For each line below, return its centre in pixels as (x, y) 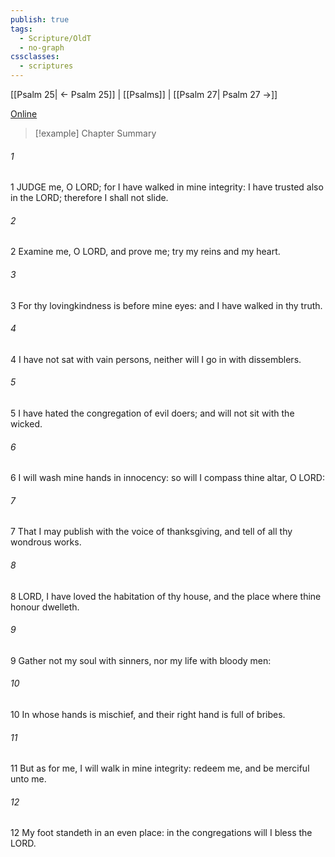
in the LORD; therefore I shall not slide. (89, 198)
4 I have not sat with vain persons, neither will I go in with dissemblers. (156, 359)
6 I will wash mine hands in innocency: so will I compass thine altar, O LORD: (167, 478)
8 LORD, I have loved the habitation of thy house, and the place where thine (166, 596)
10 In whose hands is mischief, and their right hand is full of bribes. (148, 715)
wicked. (26, 424)
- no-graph (42, 47)
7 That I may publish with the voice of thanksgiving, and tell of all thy (151, 532)
